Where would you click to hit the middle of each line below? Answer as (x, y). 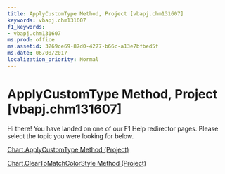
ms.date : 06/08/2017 (38, 53)
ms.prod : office (31, 40)
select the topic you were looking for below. (71, 136)
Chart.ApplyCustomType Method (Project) (68, 149)
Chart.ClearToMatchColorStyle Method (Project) (77, 163)
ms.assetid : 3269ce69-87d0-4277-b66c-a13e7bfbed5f (83, 46)
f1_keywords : (26, 27)
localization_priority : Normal (53, 60)
